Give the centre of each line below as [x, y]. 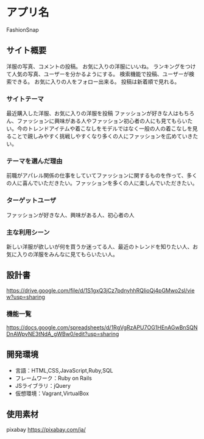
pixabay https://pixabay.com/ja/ [46, 429]
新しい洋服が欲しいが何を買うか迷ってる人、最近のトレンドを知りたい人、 [100, 246]
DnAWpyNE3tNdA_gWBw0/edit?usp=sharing [63, 334]
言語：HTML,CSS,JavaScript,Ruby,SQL [64, 370]
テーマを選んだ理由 [34, 161]
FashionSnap [23, 30]
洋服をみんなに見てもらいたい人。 [76, 254]
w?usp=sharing [26, 297]
